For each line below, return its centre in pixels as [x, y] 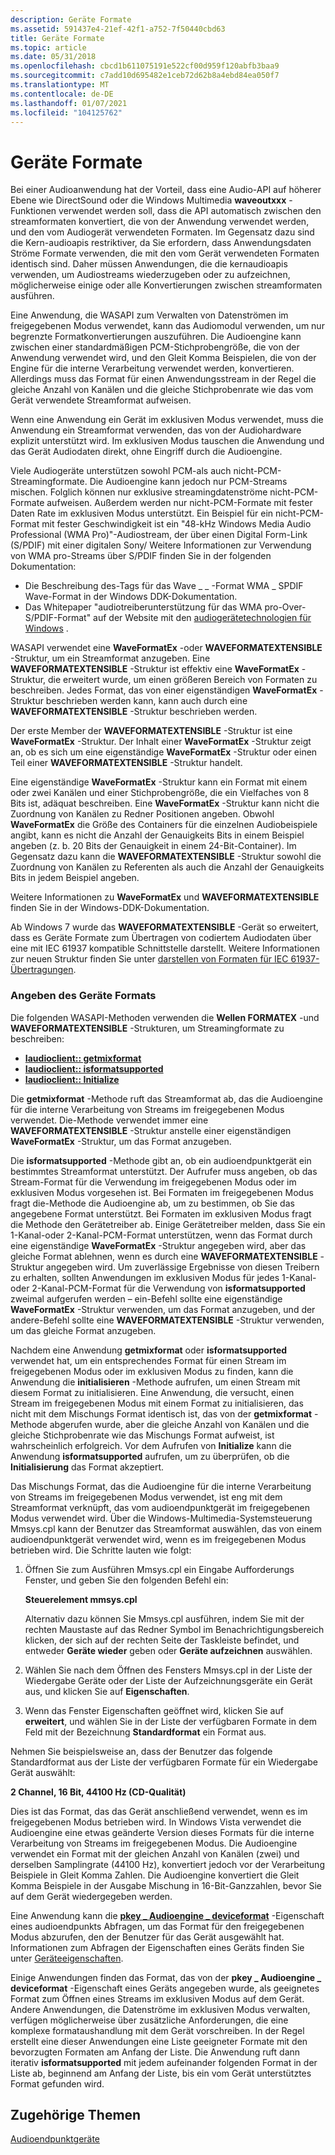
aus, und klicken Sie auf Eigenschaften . [107, 1691]
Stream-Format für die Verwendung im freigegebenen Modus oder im [153, 1182]
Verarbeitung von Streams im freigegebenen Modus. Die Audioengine [154, 1843]
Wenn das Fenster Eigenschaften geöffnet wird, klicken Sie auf [154, 1710]
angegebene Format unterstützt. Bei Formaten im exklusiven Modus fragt [161, 1213]
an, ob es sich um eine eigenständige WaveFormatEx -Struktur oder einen [164, 752]
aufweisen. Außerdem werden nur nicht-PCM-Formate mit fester [179, 503]
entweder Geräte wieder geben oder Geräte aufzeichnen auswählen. [168, 1650]
